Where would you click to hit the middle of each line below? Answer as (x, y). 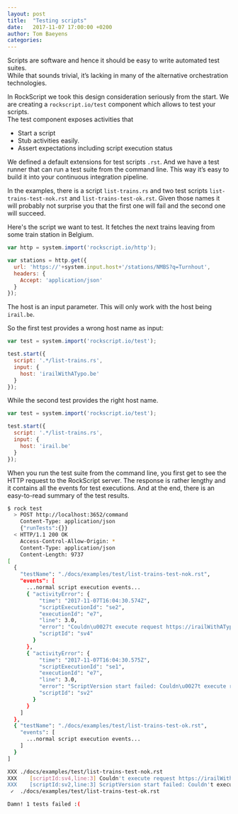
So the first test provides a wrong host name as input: (86, 328)
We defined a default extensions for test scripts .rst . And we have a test (113, 162)
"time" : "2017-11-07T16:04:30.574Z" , (95, 601)
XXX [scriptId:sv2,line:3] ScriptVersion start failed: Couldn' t (110, 785)
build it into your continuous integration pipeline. (78, 177)
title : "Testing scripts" (47, 21)
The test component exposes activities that (70, 119)
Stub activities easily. (49, 141)
